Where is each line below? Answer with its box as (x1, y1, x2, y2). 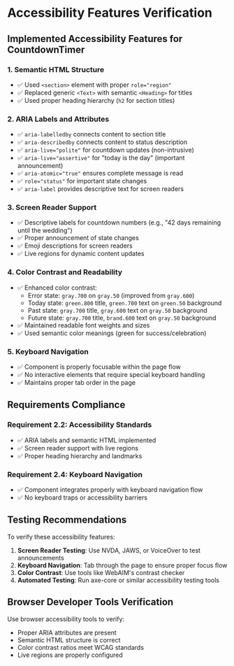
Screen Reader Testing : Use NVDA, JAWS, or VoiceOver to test (17, 546, 201, 554)
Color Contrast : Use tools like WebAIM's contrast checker (17, 568, 185, 576)
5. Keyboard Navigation (7, 346, 89, 356)
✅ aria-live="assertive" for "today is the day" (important (17, 154, 185, 162)
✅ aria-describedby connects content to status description (17, 138, 187, 146)
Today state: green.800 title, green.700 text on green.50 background (27, 299, 222, 307)
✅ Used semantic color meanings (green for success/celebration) (17, 329, 207, 337)
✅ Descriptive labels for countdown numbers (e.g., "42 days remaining (17, 218, 221, 227)
